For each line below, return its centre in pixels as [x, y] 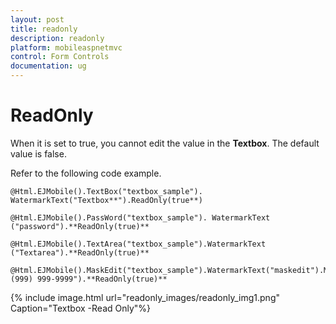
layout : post [37, 19]
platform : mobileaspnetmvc [66, 47]
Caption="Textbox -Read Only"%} [81, 308]
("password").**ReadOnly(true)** [80, 226]
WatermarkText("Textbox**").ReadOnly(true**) [106, 200]
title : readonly [44, 29]
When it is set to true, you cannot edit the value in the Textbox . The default [165, 143]
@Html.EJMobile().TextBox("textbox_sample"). [106, 191]
